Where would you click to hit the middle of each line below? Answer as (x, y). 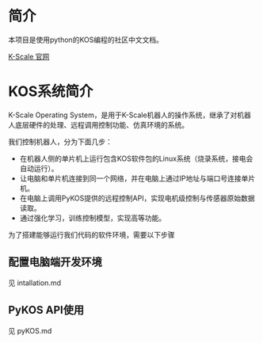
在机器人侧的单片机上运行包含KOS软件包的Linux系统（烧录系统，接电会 (136, 158)
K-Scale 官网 (29, 56)
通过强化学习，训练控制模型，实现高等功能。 (93, 218)
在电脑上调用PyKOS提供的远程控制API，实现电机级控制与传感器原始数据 (137, 198)
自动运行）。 (39, 168)
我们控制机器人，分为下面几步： (60, 141)
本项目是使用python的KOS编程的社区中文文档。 (86, 40)
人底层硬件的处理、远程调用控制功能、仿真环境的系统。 (98, 124)
